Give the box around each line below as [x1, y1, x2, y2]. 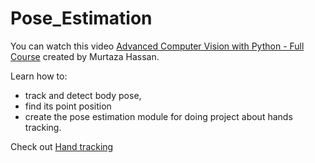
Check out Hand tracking [10, 140, 114, 152]
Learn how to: [10, 70, 68, 82]
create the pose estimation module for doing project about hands [24, 110, 293, 122]
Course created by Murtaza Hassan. [10, 50, 160, 62]
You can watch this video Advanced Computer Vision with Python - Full [10, 40, 305, 52]
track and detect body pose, [24, 89, 142, 101]
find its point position [24, 100, 112, 112]
